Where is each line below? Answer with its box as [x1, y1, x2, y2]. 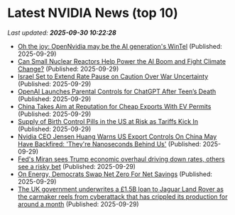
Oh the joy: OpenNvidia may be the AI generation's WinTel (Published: [17, 42, 222, 50]
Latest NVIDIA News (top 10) [7, 5, 179, 21]
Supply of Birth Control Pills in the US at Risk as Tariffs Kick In [17, 117, 199, 125]
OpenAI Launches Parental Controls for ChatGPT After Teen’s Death [17, 87, 217, 95]
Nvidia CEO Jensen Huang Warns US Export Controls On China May [17, 132, 217, 141]
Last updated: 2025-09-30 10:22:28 [7, 28, 117, 37]
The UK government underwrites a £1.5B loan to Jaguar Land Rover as [17, 185, 224, 193]
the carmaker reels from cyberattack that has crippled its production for [17, 192, 228, 201]
